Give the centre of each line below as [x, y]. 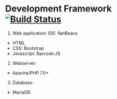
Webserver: [24, 63]
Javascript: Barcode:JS [36, 53]
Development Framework [58, 9]
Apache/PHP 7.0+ [30, 72]
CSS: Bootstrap [28, 48]
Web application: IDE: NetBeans [45, 33]
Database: [23, 82]
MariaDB [21, 92]
